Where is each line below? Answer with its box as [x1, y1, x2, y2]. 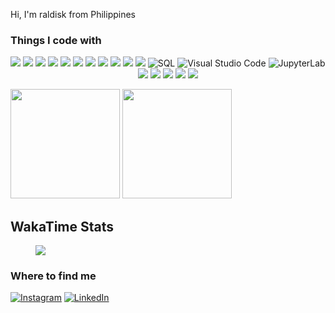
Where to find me [10, 269, 97, 283]
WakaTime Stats [10, 218, 115, 235]
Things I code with [10, 33, 102, 47]
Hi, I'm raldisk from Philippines [10, 9, 136, 20]
